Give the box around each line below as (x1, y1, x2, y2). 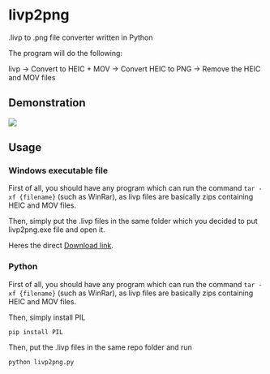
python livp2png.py (8, 358, 75, 366)
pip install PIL (8, 328, 63, 336)
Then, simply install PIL (8, 312, 86, 322)
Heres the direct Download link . (8, 241, 114, 251)
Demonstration (8, 96, 87, 110)
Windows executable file (8, 165, 108, 176)
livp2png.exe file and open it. (8, 225, 105, 234)
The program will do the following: (8, 48, 123, 58)
